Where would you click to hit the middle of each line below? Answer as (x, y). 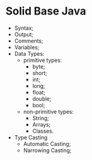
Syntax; (24, 28)
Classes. (43, 131)
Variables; (27, 47)
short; (40, 73)
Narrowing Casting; (47, 150)
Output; (24, 34)
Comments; (29, 41)
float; (39, 92)
